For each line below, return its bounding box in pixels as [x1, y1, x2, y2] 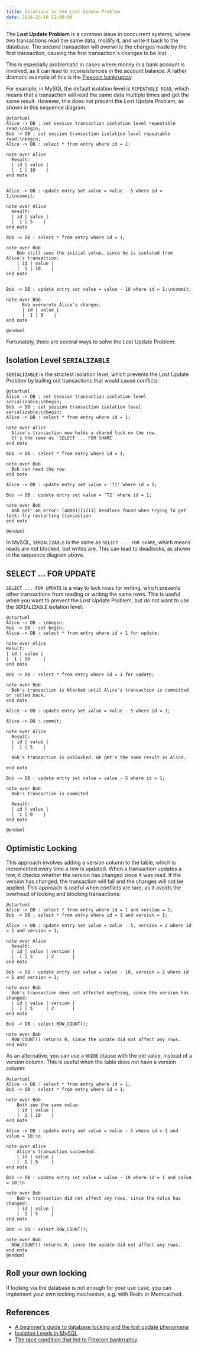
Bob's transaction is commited [11, 791, 89, 797]
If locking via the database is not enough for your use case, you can [6, 1284, 171, 1291]
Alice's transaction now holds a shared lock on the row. [11, 430, 158, 436]
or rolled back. [6, 692, 46, 699]
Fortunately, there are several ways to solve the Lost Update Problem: [6, 338, 176, 345]
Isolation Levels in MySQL [14, 1329, 78, 1337]
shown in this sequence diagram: [6, 104, 87, 111]
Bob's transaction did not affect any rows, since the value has [17, 1195, 181, 1201]
